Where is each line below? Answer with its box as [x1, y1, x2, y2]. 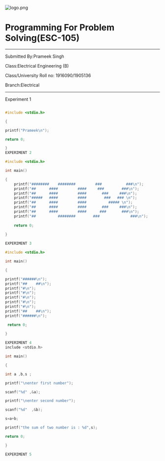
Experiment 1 [5, 96, 31, 102]
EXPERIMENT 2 [5, 151, 32, 155]
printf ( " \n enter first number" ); [5, 381, 74, 385]
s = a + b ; [5, 416, 19, 422]
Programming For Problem [5, 22, 114, 33]
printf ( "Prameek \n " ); [5, 128, 50, 133]
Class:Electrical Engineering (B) [5, 63, 69, 69]
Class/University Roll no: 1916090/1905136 [5, 72, 91, 78]
